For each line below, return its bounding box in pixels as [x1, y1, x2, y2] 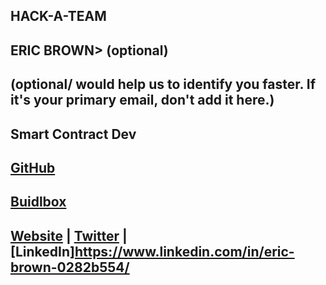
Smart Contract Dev [10, 125, 137, 143]
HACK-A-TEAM [10, 8, 107, 25]
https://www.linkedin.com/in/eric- [74, 243, 295, 260]
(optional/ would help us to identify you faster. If [10, 76, 317, 93]
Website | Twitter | [10, 227, 128, 244]
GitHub [10, 159, 56, 176]
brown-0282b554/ [10, 259, 130, 276]
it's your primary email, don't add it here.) [10, 92, 275, 109]
